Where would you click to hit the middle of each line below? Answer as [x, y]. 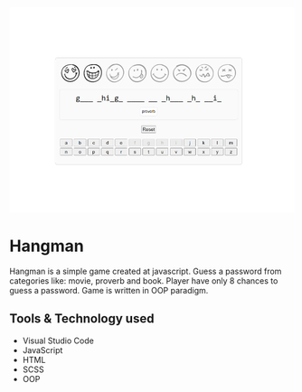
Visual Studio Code [58, 341]
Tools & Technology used [82, 319]
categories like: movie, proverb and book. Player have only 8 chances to [144, 280]
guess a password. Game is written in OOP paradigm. [109, 290]
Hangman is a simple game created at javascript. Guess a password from [146, 271]
